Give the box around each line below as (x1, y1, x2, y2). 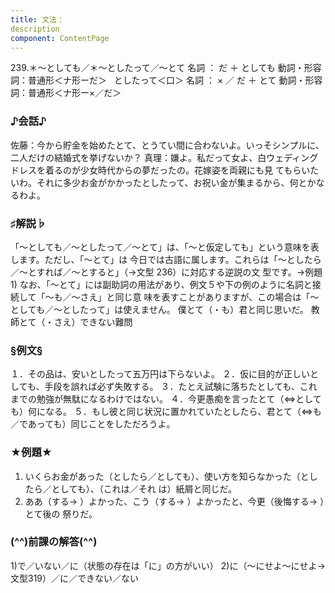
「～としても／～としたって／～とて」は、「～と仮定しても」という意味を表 (10, 241, 320, 253)
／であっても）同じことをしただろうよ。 (10, 418, 176, 430)
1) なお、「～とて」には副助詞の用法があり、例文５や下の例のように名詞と (10, 278, 313, 290)
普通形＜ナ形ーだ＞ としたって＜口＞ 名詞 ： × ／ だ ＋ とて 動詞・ (27, 74, 306, 86)
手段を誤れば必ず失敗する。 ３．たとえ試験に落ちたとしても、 (44, 381, 300, 393)
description (10, 24, 60, 34)
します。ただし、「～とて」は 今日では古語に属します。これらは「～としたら (10, 253, 322, 265)
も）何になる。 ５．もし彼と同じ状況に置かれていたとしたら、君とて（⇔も (10, 406, 322, 418)
